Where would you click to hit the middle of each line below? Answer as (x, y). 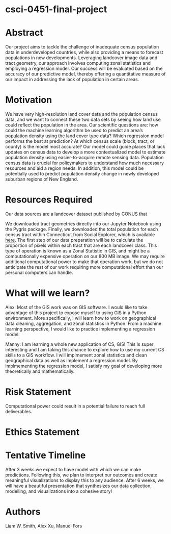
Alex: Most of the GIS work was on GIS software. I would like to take (76, 307)
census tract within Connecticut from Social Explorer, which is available (80, 235)
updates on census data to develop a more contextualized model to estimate (85, 152)
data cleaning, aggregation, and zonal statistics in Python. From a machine (83, 323)
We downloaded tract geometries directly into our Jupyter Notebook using (83, 224)
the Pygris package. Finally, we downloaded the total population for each (82, 229)
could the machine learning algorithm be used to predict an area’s (74, 131)
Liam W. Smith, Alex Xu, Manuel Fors (44, 526)
